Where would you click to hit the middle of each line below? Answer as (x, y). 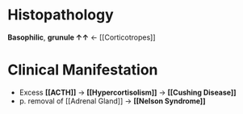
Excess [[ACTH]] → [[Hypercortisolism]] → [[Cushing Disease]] (128, 92)
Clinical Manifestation (83, 70)
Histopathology (61, 15)
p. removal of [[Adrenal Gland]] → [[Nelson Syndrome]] (112, 101)
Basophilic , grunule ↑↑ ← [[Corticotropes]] (82, 37)
